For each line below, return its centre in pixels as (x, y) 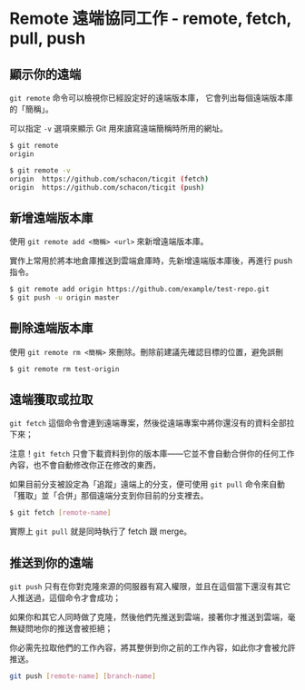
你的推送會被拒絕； (77, 628)
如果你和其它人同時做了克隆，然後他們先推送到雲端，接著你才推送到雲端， (148, 617)
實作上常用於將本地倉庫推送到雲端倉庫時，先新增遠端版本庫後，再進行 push (151, 261)
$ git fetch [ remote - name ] (60, 513)
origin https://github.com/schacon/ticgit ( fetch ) (109, 179)
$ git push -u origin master (64, 298)
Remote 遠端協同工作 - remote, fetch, (151, 19)
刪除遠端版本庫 (51, 328)
